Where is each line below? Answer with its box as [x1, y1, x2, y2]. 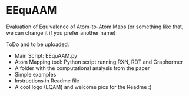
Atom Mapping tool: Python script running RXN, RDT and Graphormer [14, 58, 184, 65]
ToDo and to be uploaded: [6, 41, 69, 48]
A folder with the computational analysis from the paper [14, 64, 150, 71]
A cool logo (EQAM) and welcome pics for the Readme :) [14, 83, 152, 90]
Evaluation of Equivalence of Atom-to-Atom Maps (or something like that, [6, 23, 184, 30]
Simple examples [14, 71, 57, 78]
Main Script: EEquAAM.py [14, 52, 78, 59]
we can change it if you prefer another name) [6, 29, 116, 36]
